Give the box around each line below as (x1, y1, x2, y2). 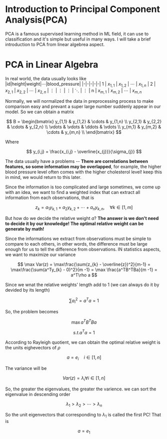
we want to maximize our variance (5, 252, 76, 258)
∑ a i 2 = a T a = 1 (69, 297, 99, 305)
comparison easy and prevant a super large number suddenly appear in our (5, 104, 161, 110)
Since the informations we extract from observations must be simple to (5, 236, 151, 242)
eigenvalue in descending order (5, 391, 71, 397)
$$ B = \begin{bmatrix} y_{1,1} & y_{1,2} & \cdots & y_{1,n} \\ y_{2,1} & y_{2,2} (6, 119, 162, 125)
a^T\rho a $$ (70, 272, 97, 278)
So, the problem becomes (5, 308, 58, 314)
